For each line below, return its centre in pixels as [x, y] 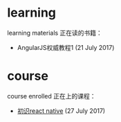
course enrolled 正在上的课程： [52, 96]
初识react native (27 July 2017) [61, 111]
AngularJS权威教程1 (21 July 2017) [66, 47]
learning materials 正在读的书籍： [55, 33]
